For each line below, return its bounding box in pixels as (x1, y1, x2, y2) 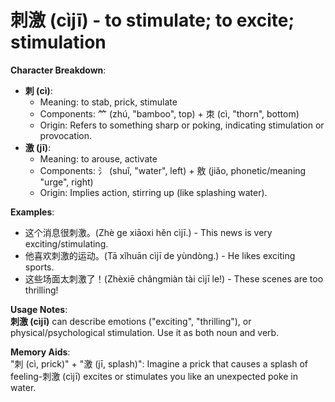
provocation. (39, 129, 92, 141)
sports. (24, 261, 55, 273)
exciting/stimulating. (24, 237, 109, 250)
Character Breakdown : (10, 64, 107, 76)
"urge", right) (39, 176, 94, 188)
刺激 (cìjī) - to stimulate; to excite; (10, 9, 295, 32)
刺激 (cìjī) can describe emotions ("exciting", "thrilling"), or (10, 315, 252, 327)
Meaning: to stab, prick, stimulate (39, 96, 178, 108)
